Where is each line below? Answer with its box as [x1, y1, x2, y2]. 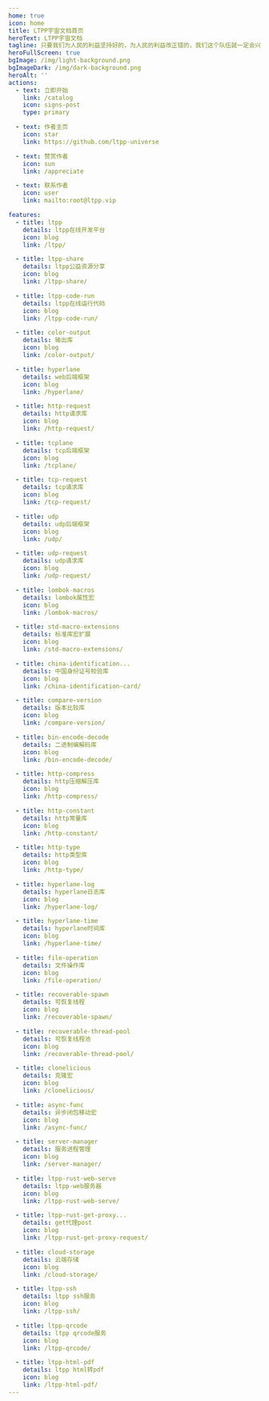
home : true [8, 11, 45, 20]
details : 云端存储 [22, 1255, 79, 1263]
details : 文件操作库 [22, 961, 86, 969]
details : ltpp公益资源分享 [22, 263, 106, 271]
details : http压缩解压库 [22, 777, 100, 785]
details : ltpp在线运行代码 [22, 299, 106, 307]
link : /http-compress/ [22, 793, 98, 801]
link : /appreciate [22, 167, 84, 175]
